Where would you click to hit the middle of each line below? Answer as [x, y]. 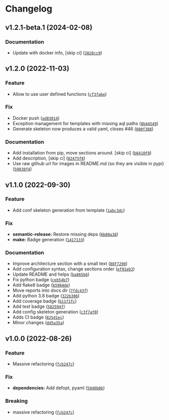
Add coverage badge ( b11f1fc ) [45, 301]
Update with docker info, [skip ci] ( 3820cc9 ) [57, 52]
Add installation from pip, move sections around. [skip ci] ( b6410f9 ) [82, 153]
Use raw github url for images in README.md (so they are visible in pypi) [88, 164]
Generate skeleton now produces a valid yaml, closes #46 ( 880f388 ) [83, 129]
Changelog [29, 9]
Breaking [16, 401]
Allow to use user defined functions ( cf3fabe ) [60, 94]
